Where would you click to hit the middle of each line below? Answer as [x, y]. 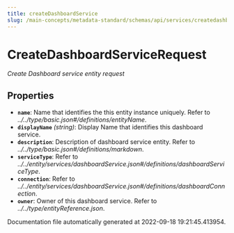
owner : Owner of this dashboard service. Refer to [87, 201]
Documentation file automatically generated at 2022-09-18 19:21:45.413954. [117, 222]
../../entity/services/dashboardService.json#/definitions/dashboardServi [121, 164]
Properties [31, 96]
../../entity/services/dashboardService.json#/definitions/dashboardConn [121, 186]
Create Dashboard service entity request [66, 74]
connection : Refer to [46, 179]
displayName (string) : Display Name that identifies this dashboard [110, 127]
